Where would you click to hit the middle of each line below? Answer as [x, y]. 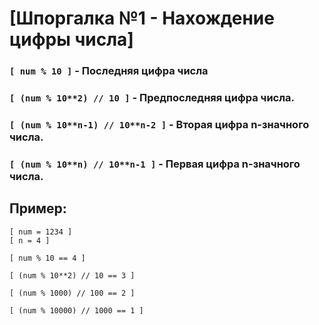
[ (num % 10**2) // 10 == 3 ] [72, 275]
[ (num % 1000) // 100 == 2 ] [72, 293]
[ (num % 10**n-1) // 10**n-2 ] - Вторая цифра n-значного [159, 124]
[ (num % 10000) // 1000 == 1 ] [76, 310]
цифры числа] [71, 39]
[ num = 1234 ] [41, 232]
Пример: [38, 208]
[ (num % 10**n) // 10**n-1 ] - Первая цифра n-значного [155, 164]
